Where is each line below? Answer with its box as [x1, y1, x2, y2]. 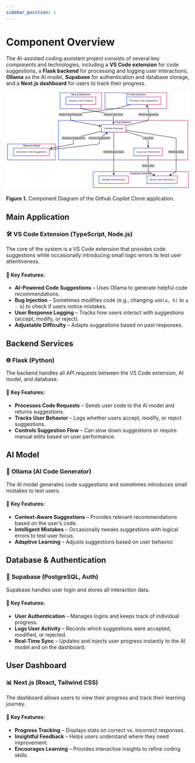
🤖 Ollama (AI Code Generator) [6, 468, 92, 476]
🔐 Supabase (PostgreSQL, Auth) [6, 573, 99, 581]
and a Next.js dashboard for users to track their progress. [6, 80, 146, 87]
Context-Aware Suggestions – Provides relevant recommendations [14, 513, 177, 520]
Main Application [6, 212, 70, 222]
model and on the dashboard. [14, 644, 86, 651]
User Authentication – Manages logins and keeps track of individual [14, 612, 180, 620]
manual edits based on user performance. [14, 433, 116, 440]
